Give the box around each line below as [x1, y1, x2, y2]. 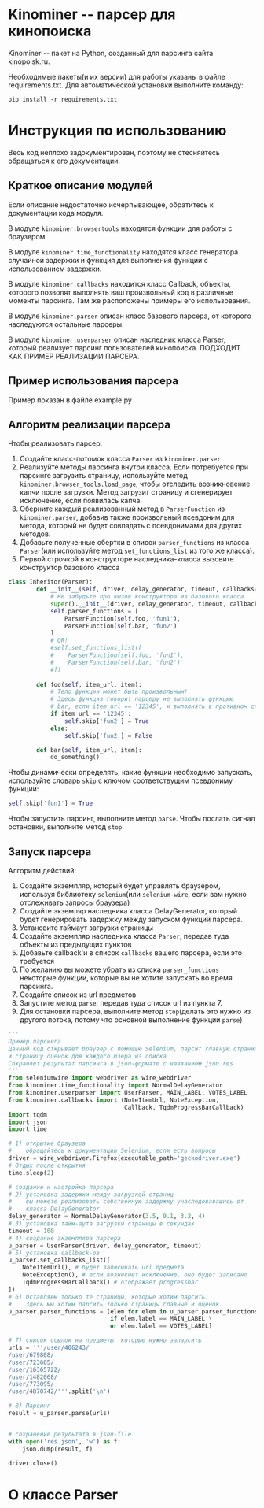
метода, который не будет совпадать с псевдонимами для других [19, 521, 243, 531]
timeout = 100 [8, 1227, 55, 1235]
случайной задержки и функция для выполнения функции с [8, 255, 208, 265]
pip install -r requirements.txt [8, 95, 118, 103]
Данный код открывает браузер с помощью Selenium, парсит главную [8, 1045, 230, 1053]
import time [8, 1125, 47, 1133]
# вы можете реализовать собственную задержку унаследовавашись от [8, 1198, 244, 1206]
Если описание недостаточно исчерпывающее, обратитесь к [8, 199, 214, 209]
